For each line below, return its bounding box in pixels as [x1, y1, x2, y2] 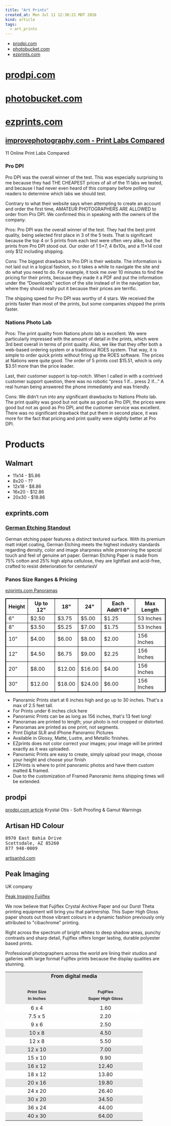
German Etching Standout [5, 524, 71, 531]
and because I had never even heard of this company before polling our [5, 185, 156, 191]
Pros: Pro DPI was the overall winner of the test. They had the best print [5, 226, 156, 232]
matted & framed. [12, 767, 49, 774]
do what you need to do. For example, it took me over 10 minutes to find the [5, 269, 164, 275]
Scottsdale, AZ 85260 [5, 840, 60, 846]
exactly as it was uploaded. [12, 746, 70, 752]
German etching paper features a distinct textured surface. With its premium [5, 536, 165, 542]
